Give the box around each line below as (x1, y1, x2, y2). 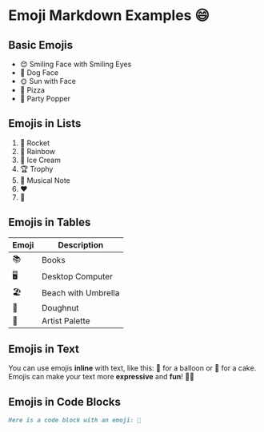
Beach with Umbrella (41, 287, 120, 299)
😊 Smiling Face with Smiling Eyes (19, 59, 132, 69)
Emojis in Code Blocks (8, 394, 122, 409)
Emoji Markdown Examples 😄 (8, 6, 210, 25)
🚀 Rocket (19, 138, 50, 148)
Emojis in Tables (8, 216, 91, 229)
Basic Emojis (8, 38, 74, 52)
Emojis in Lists (8, 117, 82, 130)
